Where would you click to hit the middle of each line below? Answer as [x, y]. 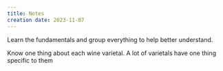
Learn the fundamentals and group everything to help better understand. [110, 39]
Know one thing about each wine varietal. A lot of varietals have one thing [112, 53]
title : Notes [26, 13]
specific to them [30, 60]
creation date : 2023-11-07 [46, 20]
